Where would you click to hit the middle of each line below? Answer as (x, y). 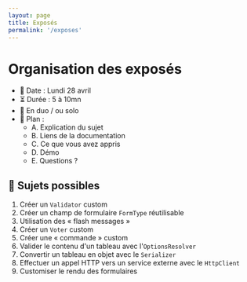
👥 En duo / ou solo (49, 111)
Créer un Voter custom (56, 229)
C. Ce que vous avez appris (76, 144)
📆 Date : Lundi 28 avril (55, 90)
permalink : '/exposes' (45, 30)
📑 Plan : (32, 119)
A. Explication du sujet (67, 127)
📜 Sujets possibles (54, 185)
